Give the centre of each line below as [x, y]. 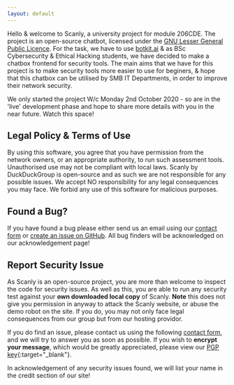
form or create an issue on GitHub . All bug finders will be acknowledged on [115, 236]
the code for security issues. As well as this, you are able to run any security [117, 289]
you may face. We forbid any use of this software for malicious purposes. [113, 190]
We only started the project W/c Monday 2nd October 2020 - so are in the [114, 99]
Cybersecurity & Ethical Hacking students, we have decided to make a [108, 56]
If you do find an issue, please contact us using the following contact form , [115, 333]
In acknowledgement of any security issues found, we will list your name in [115, 368]
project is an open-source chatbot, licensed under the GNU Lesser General [115, 41]
